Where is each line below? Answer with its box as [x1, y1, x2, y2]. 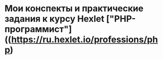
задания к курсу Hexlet [4, 13, 105, 24]
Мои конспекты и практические [4, 3, 143, 14]
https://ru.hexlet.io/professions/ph [11, 34, 158, 45]
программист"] [4, 24, 72, 35]
